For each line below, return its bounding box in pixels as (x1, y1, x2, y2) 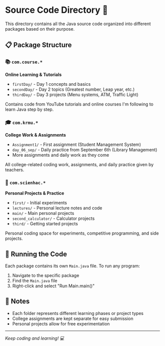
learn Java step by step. (5, 106, 54, 112)
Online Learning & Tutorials (5, 71, 62, 77)
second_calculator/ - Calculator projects (12, 215, 95, 221)
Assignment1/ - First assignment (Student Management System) (12, 141, 141, 147)
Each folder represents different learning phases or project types (12, 310, 144, 316)
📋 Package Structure (5, 41, 72, 49)
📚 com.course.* (5, 59, 43, 66)
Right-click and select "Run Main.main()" (12, 283, 95, 289)
